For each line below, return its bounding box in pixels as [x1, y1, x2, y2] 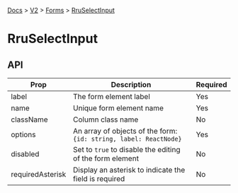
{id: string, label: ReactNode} [73, 135, 182, 143]
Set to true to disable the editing [73, 145, 181, 154]
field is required [73, 174, 125, 183]
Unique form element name [73, 103, 164, 112]
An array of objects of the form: [73, 127, 178, 136]
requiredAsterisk [11, 170, 67, 179]
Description [110, 80, 152, 89]
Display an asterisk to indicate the [73, 165, 186, 175]
